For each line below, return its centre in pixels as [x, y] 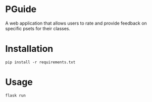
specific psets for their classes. [38, 28]
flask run [16, 95]
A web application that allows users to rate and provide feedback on [76, 23]
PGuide [21, 9]
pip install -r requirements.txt [40, 62]
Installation [29, 49]
